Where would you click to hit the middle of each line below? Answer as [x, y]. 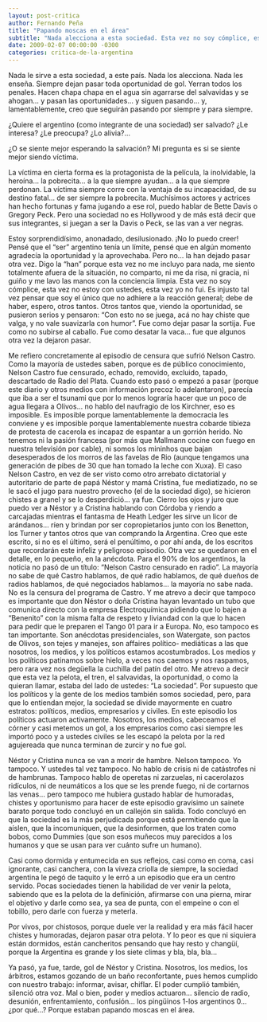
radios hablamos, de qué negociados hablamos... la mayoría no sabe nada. [131, 584]
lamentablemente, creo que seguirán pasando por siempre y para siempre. [131, 109]
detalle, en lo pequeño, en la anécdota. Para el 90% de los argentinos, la [127, 559]
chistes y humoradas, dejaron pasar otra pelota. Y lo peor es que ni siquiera [132, 935]
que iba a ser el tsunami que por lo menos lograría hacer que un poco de [128, 398]
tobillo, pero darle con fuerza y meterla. [73, 911]
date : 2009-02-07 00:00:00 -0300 [64, 45]
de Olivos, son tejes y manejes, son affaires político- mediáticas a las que [128, 643]
